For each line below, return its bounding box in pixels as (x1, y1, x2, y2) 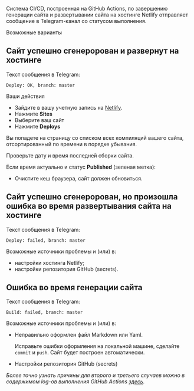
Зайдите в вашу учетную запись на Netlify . (14, 104, 123, 111)
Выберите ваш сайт (14, 116, 64, 123)
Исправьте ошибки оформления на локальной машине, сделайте (14, 343, 180, 350)
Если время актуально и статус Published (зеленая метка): (6, 163, 156, 170)
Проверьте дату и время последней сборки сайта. (6, 152, 134, 159)
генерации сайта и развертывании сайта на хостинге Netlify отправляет (6, 11, 189, 18)
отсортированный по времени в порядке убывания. (6, 140, 137, 147)
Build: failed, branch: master (6, 310, 83, 316)
